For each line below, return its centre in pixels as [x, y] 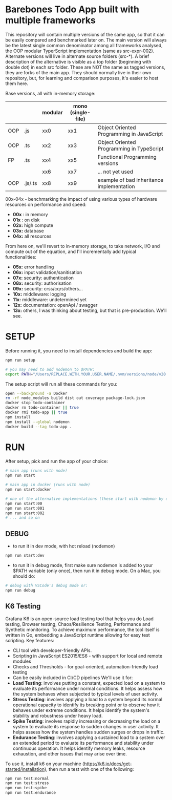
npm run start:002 [25, 513]
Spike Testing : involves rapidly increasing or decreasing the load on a [87, 721]
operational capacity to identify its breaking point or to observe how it [86, 705]
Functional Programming [127, 157]
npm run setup [20, 360]
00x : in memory [30, 214]
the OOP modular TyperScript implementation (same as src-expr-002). [80, 51]
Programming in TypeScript [131, 149]
